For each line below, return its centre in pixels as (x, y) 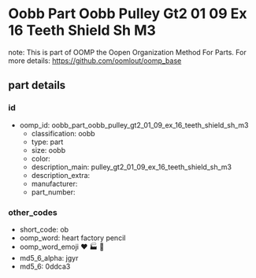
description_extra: (61, 175)
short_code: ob (44, 229)
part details (37, 85)
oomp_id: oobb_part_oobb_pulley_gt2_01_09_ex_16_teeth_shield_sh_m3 (134, 125)
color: (41, 158)
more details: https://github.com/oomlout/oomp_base (95, 61)
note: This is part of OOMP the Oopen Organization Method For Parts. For (127, 52)
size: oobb (48, 150)
